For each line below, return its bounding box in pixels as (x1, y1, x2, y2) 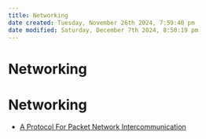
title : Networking (8, 11, 68, 20)
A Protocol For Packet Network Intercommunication (19, 122, 186, 131)
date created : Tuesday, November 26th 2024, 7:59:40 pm (8, 19, 195, 27)
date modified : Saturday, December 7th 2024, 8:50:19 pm (8, 26, 199, 34)
